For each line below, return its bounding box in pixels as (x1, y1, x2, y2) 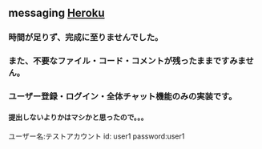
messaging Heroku (8, 6, 106, 20)
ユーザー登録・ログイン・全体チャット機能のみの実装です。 (8, 91, 237, 103)
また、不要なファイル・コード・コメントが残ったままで (8, 55, 222, 66)
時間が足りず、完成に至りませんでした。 (8, 32, 163, 43)
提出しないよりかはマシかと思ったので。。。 (8, 112, 148, 122)
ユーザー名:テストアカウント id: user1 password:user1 (8, 131, 185, 141)
